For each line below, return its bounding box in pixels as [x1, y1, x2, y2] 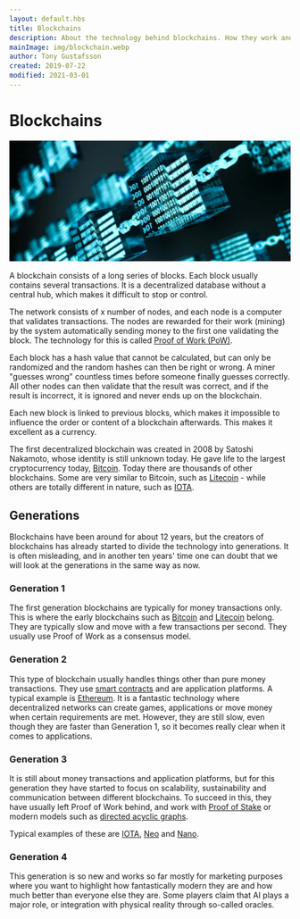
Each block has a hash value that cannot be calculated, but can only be [9, 353, 271, 363]
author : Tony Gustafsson [9, 52, 102, 62]
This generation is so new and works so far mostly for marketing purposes [9, 871, 283, 881]
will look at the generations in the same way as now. [9, 560, 201, 571]
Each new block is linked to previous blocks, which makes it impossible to [9, 407, 280, 419]
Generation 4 [9, 851, 68, 863]
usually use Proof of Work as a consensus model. [9, 631, 192, 642]
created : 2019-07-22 [9, 62, 87, 71]
